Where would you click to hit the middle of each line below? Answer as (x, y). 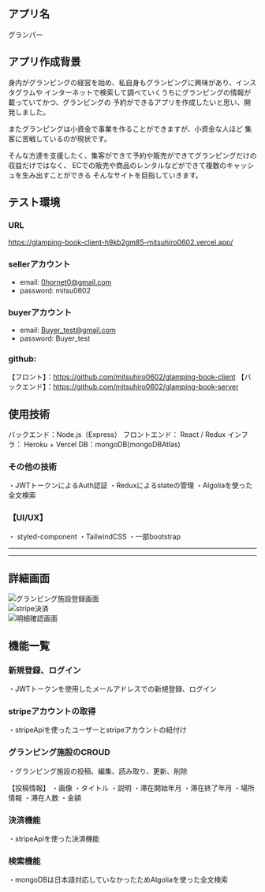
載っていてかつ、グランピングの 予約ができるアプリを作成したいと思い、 (126, 102)
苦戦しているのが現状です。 (67, 138)
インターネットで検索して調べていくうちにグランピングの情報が (148, 92)
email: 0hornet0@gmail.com (65, 282)
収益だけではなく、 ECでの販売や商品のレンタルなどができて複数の (118, 165)
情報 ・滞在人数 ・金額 (45, 797)
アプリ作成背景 (45, 62)
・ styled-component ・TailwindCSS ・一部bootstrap (95, 536)
